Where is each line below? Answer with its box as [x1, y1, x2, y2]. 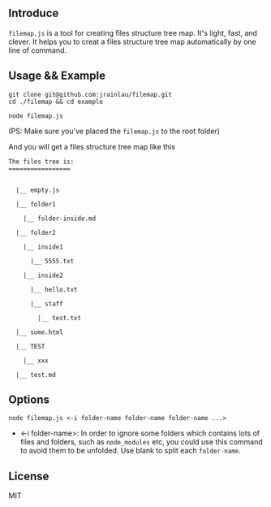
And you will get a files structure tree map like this [8, 141, 176, 151]
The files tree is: [8, 158, 75, 166]
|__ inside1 [23, 243, 63, 251]
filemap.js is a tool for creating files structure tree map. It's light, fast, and [8, 28, 258, 37]
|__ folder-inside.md [23, 214, 96, 223]
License [8, 469, 49, 483]
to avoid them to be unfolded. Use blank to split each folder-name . [19, 446, 242, 456]
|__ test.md [15, 370, 57, 379]
